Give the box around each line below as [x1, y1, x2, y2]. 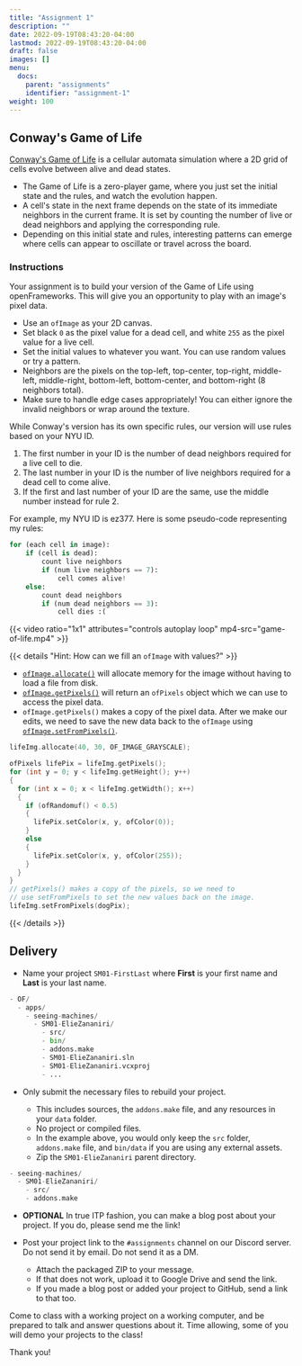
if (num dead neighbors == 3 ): [41, 599, 159, 608]
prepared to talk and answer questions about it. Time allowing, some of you [9, 1320, 289, 1331]
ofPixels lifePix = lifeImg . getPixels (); [9, 759, 167, 768]
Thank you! [9, 1347, 51, 1358]
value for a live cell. [22, 337, 94, 347]
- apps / [17, 1002, 47, 1012]
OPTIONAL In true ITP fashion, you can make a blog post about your [22, 1210, 276, 1221]
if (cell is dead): [25, 549, 99, 558]
